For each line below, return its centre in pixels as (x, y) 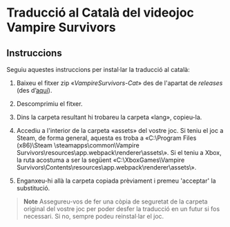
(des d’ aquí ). (34, 90)
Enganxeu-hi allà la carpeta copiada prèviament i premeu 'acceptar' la (116, 181)
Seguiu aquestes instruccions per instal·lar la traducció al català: (98, 70)
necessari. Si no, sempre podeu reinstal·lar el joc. (94, 216)
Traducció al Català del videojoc (100, 13)
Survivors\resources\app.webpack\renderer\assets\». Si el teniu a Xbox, (119, 153)
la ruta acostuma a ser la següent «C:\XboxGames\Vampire (100, 160)
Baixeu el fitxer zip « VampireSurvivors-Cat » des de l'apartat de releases (119, 83)
